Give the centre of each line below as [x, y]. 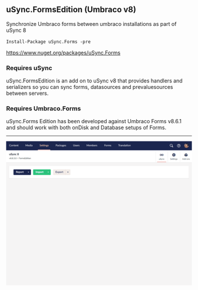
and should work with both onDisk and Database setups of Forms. [86, 128]
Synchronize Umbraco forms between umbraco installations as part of [91, 24]
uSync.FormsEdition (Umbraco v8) [71, 10]
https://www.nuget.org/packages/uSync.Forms [63, 52]
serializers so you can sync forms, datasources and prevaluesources [90, 87]
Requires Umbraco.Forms [44, 108]
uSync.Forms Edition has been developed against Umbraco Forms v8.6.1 [94, 121]
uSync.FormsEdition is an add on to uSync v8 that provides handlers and [94, 81]
